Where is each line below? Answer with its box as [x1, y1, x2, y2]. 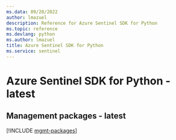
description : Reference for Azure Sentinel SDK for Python [6, 20, 158, 26]
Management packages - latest [6, 111, 127, 121]
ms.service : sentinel [6, 48, 61, 54]
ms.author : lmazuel [6, 37, 55, 43]
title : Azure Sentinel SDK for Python [6, 43, 104, 49]
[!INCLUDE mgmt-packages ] [6, 127, 77, 134]
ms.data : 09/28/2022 [6, 8, 58, 15]
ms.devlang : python [6, 31, 55, 37]
